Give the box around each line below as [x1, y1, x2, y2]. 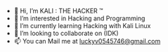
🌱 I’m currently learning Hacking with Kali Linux [13, 22, 151, 30]
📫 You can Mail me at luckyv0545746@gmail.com [13, 37, 161, 45]
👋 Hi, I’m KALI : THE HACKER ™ [13, 7, 103, 15]
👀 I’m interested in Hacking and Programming [13, 14, 146, 22]
